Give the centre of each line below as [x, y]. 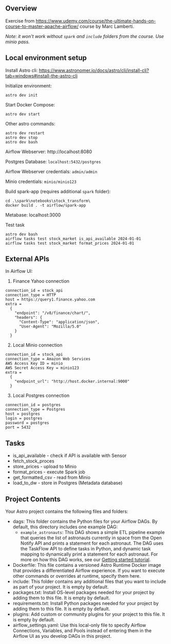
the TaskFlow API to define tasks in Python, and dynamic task [85, 549]
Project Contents [33, 499]
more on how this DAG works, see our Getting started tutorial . [85, 560]
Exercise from [20, 21]
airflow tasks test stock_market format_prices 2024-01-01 [70, 243]
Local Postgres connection [41, 396]
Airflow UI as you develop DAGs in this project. [62, 636]
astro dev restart [25, 133]
